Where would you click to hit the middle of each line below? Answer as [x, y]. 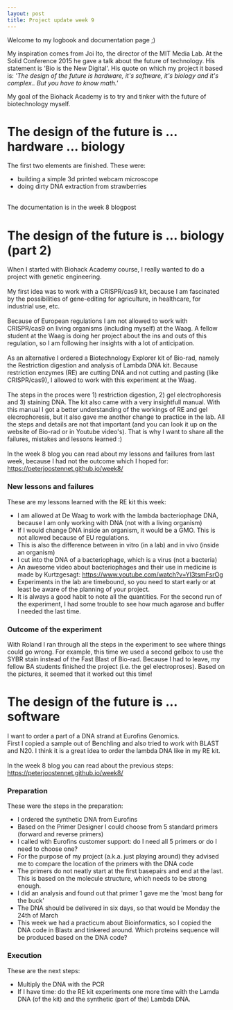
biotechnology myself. [39, 104]
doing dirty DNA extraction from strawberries [82, 187]
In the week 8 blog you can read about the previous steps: [90, 765]
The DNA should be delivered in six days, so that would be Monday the [119, 908]
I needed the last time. [49, 611]
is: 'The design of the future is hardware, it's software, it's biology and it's [113, 75]
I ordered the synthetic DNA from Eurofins [77, 820]
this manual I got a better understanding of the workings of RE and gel [107, 410]
